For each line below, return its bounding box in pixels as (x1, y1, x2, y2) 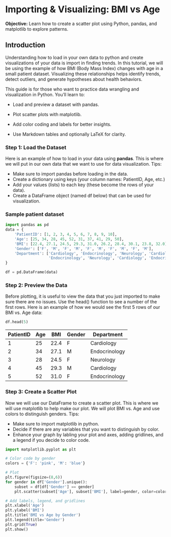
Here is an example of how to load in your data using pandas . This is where (5, 155, 164, 162)
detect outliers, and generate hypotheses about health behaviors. (5, 76, 142, 82)
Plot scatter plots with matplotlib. (12, 111, 82, 117)
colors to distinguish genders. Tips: (5, 411, 79, 417)
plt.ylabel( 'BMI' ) (5, 508, 44, 513)
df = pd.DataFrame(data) (5, 270, 58, 275)
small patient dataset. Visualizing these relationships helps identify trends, (5, 71, 161, 77)
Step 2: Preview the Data (5, 282, 68, 289)
